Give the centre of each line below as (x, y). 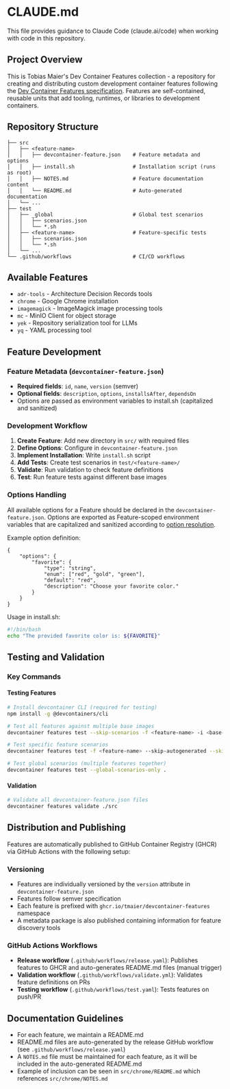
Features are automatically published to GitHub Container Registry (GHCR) (112, 844)
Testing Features (32, 693)
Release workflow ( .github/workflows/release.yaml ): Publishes (107, 960)
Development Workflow (47, 425)
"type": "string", (70, 568)
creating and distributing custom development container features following (112, 84)
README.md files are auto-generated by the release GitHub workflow (115, 1042)
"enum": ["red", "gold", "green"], (94, 574)
